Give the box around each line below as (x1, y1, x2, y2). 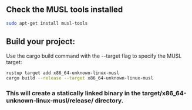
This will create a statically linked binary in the (6, 89, 141, 98)
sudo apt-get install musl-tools (6, 20, 88, 26)
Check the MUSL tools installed (6, 5, 123, 15)
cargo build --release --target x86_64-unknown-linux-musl (6, 75, 154, 81)
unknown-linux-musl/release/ (6, 96, 94, 105)
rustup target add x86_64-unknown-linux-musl (6, 70, 119, 76)
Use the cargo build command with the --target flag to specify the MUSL (6, 52, 182, 59)
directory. (95, 96, 124, 105)
